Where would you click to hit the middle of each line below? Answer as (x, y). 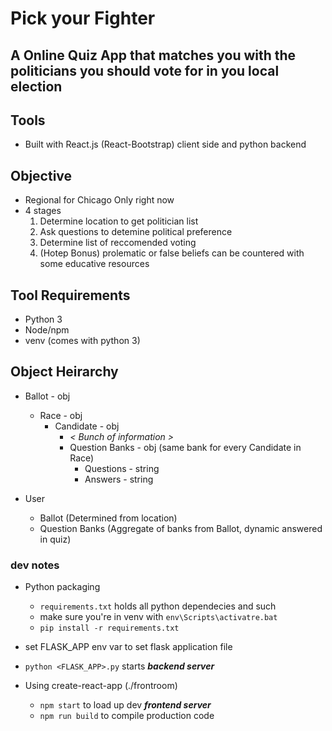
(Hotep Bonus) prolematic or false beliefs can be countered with (172, 253)
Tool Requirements (70, 295)
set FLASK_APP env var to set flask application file (128, 647)
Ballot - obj (47, 396)
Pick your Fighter (83, 18)
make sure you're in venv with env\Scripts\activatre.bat (158, 617)
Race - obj (61, 415)
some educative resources (94, 264)
